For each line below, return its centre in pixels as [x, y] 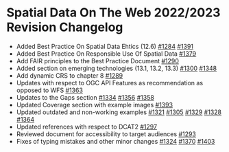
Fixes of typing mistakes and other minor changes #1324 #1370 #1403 [116, 141]
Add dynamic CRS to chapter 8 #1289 [70, 75]
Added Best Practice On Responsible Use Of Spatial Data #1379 [106, 54]
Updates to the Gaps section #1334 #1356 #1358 [85, 97]
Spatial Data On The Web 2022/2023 [113, 13]
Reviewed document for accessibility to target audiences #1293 [106, 134]
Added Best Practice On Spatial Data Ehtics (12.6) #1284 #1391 [105, 46]
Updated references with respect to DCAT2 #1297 [87, 127]
